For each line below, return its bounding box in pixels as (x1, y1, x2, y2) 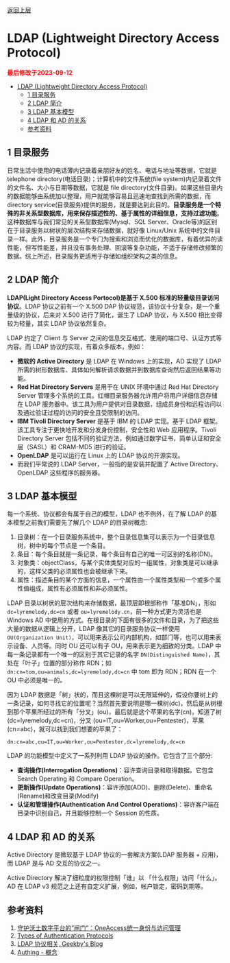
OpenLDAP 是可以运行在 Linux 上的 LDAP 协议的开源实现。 (16, 451, 184, 460)
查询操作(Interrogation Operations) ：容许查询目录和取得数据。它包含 (16, 766, 214, 774)
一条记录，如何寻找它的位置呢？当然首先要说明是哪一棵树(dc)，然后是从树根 (7, 699, 222, 708)
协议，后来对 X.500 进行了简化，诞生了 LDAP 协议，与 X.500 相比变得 (25, 311, 222, 319)
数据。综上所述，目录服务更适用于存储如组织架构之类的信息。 (7, 252, 181, 260)
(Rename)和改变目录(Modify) (16, 792, 99, 800)
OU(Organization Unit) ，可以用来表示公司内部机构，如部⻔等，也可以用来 (7, 633, 216, 641)
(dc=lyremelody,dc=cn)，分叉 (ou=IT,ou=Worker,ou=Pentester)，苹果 (7, 716, 205, 725)
